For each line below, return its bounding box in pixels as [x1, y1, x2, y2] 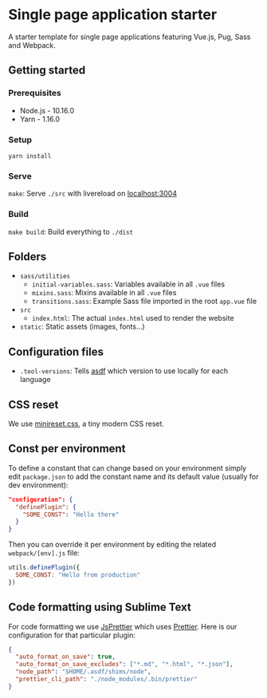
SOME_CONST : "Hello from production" [15, 571, 141, 579]
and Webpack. [8, 40, 56, 49]
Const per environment [8, 442, 126, 455]
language [19, 375, 51, 384]
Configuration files [8, 345, 104, 358]
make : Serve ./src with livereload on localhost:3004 [8, 189, 178, 199]
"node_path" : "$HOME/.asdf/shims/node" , [15, 668, 151, 676]
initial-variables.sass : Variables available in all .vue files [31, 279, 226, 289]
